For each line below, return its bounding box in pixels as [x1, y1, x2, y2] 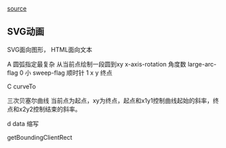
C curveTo [7, 82, 36, 90]
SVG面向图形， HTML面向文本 [7, 45, 92, 53]
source [7, 5, 27, 12]
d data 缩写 [7, 119, 39, 127]
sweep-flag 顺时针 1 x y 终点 [32, 69, 113, 77]
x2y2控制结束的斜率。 [18, 105, 81, 113]
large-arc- [187, 60, 217, 68]
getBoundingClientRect [7, 133, 73, 141]
